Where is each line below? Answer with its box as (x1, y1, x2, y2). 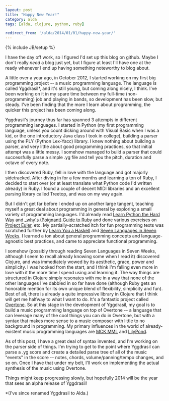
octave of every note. (5, 160, 50, 166)
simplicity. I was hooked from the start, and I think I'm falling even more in (5, 264, 158, 270)
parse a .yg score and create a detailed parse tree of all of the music (5, 349, 147, 355)
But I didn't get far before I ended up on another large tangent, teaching (5, 201, 154, 207)
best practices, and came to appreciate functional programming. (24, 238, 158, 244)
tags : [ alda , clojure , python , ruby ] (5, 21, 84, 27)
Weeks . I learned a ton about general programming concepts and (5, 233, 140, 239)
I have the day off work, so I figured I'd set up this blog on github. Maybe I (5, 54, 158, 61)
